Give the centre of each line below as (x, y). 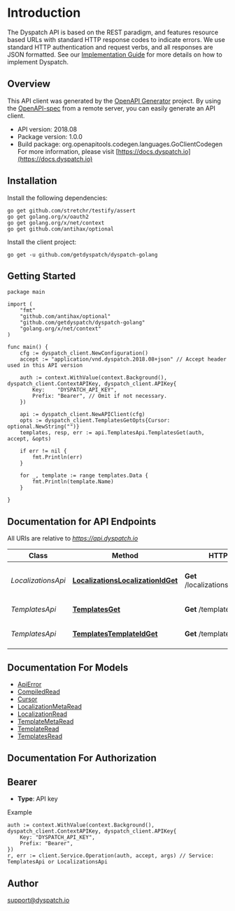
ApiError (29, 684)
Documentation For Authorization (82, 758)
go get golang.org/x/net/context (56, 223)
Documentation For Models (68, 667)
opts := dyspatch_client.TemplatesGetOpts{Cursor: (95, 421)
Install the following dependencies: (58, 198)
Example (20, 812)
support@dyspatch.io (38, 901)
